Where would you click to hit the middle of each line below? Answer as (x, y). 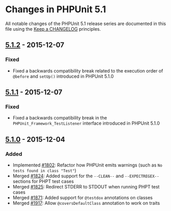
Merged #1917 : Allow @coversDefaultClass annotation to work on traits (86, 203)
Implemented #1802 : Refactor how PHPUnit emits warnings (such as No (87, 165)
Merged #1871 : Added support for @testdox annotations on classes (83, 197)
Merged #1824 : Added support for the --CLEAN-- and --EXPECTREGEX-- (86, 176)
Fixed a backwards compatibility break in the (60, 118)
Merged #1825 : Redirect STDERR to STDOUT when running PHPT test (86, 187)
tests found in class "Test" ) (44, 170)
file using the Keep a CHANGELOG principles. (53, 29)
